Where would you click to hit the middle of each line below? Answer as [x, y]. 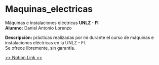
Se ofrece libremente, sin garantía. [40, 48]
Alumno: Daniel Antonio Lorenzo [39, 28]
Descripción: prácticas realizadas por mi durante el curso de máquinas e [79, 37]
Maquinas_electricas [49, 9]
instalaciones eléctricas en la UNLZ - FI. [46, 42]
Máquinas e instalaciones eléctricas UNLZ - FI [52, 23]
